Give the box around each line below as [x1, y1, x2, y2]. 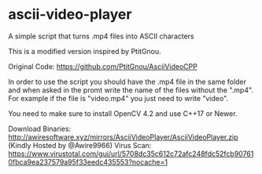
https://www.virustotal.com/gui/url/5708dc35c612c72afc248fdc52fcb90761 [8, 149, 254, 158]
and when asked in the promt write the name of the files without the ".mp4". [8, 85, 254, 95]
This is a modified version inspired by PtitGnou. [8, 46, 161, 56]
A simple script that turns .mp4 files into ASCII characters [8, 31, 194, 41]
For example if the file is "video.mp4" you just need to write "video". [8, 93, 229, 103]
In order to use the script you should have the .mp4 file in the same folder [8, 77, 246, 86]
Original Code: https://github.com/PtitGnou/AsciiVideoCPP [8, 61, 198, 71]
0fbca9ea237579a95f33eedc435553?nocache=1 [8, 157, 168, 166]
